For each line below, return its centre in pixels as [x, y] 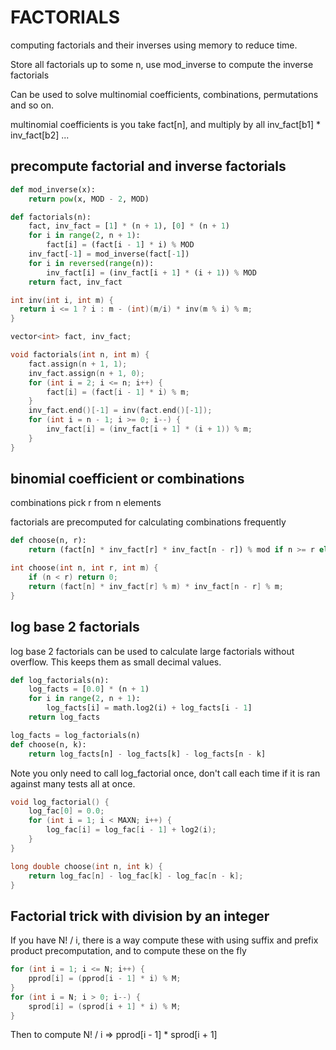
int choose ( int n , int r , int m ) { [84, 568]
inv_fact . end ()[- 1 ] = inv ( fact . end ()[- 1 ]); [120, 411]
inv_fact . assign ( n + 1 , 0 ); [86, 373]
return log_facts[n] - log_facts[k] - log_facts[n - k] [147, 754]
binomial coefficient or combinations [127, 479]
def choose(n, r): [48, 541]
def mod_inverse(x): [53, 189]
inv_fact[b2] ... [40, 135]
